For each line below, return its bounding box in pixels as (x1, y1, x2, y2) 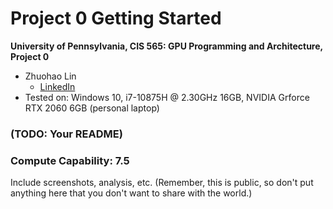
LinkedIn (39, 80, 76, 92)
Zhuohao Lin (24, 70, 77, 82)
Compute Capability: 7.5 (10, 153, 130, 167)
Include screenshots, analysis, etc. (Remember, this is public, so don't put (10, 177, 314, 189)
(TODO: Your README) (10, 127, 123, 141)
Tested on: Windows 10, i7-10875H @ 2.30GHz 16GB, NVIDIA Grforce (24, 91, 310, 103)
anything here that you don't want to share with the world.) (10, 187, 253, 199)
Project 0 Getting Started (10, 7, 222, 30)
